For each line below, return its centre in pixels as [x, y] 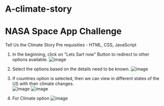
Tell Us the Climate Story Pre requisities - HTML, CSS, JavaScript [71, 45]
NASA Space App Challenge [63, 32]
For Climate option [31, 98]
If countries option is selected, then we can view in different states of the [86, 79]
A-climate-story [38, 9]
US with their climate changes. [43, 84]
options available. [30, 60]
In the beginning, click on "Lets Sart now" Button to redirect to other [81, 54]
